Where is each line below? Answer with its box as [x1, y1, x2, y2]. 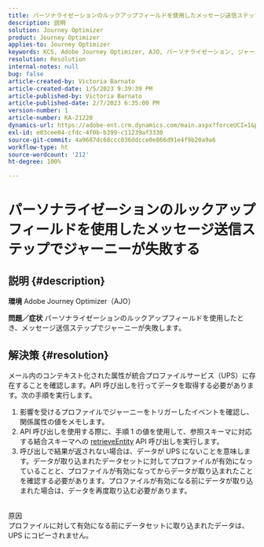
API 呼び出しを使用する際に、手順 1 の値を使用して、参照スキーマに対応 [19, 427, 253, 436]
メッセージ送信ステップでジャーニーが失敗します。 [21, 323, 186, 333]
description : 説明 [8, 19, 66, 27]
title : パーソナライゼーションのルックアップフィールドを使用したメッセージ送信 [8, 11, 237, 20]
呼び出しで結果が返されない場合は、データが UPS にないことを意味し [19, 446, 244, 456]
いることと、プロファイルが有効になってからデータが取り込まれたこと [26, 466, 254, 475]
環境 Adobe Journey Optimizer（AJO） [8, 297, 135, 306]
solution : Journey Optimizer [8, 26, 104, 34]
